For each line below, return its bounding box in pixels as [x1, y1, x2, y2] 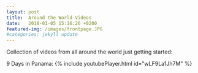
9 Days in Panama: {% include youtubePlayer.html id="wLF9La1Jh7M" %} [6, 60, 192, 68]
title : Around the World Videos [6, 15, 92, 21]
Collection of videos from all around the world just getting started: [6, 48, 173, 55]
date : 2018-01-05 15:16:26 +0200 [6, 20, 97, 26]
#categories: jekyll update [6, 32, 78, 38]
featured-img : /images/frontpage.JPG [6, 26, 103, 32]
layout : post [6, 9, 40, 15]
